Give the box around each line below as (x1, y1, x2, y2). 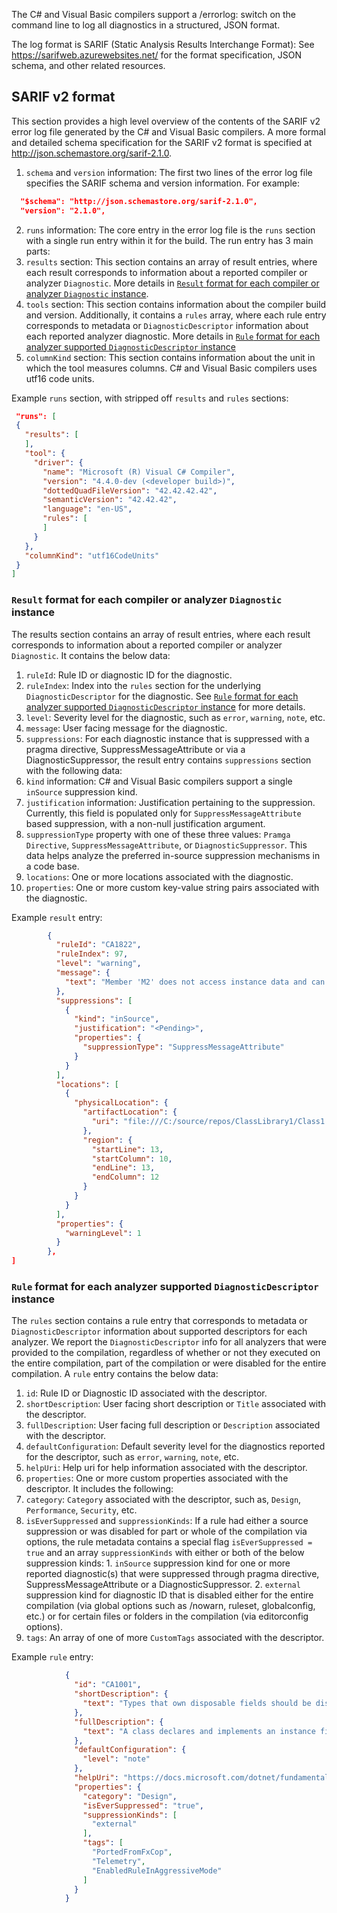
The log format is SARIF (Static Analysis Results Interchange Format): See (11, 39, 315, 50)
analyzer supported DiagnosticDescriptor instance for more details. (25, 700, 306, 713)
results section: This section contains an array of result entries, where (25, 255, 318, 268)
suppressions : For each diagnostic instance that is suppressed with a (25, 732, 310, 744)
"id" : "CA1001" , (74, 1680, 142, 1690)
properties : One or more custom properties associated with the (25, 1472, 289, 1484)
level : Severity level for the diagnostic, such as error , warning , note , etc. (25, 711, 326, 723)
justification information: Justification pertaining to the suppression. (25, 796, 316, 808)
